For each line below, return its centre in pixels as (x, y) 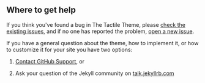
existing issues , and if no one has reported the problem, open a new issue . (100, 31)
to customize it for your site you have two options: (69, 49)
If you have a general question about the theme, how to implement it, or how (102, 43)
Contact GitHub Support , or (50, 61)
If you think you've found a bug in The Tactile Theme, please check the (96, 24)
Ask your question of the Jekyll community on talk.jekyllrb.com (95, 73)
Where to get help (41, 10)
